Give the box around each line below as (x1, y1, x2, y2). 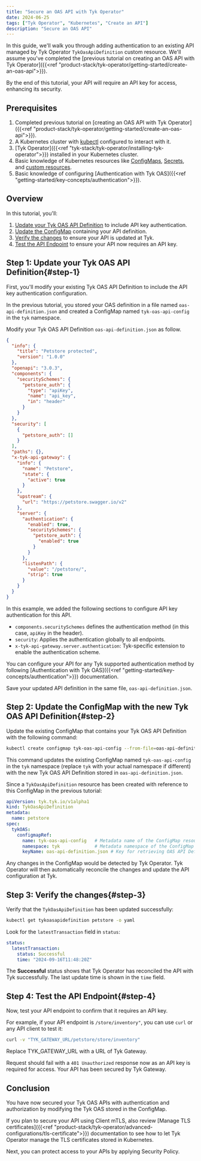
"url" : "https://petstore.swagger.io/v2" (22, 499, 127, 505)
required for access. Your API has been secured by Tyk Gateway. (6, 1066, 166, 1073)
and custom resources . (14, 163, 72, 171)
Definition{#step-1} (6, 267, 81, 277)
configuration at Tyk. (6, 872, 58, 880)
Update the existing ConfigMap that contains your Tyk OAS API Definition (6, 727, 187, 735)
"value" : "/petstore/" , (28, 566, 87, 572)
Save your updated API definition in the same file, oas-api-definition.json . (6, 684, 193, 691)
